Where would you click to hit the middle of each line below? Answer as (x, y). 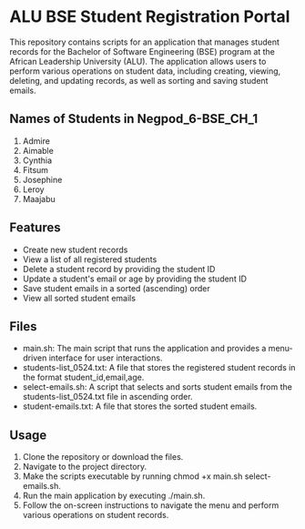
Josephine (42, 179)
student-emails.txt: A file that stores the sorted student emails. (140, 406)
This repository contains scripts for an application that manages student (145, 42)
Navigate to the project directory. (85, 467)
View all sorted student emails (79, 298)
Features (35, 228)
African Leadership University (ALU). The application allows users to (138, 61)
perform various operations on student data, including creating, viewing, (145, 71)
